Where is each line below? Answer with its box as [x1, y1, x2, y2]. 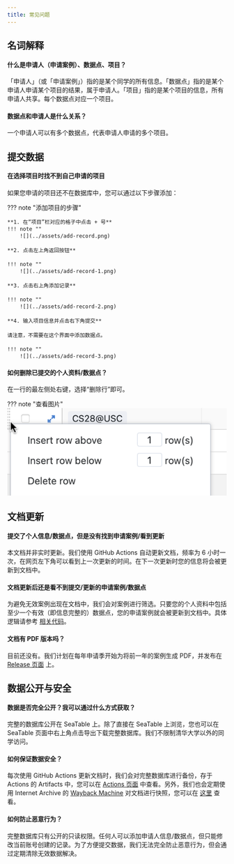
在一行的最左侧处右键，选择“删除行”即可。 [7, 385, 129, 394]
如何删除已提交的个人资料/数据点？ [7, 368, 108, 376]
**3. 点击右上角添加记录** [7, 282, 77, 289]
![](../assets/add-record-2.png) [19, 303, 117, 310]
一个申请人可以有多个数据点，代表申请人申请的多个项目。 [7, 129, 172, 137]
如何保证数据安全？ [7, 755, 63, 763]
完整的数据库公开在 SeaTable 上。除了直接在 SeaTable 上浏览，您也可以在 [7, 720, 219, 728]
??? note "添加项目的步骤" [7, 203, 81, 212]
